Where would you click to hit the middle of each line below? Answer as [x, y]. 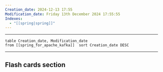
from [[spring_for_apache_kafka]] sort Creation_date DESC [67, 45]
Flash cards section [35, 64]
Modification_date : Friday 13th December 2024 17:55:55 [63, 14]
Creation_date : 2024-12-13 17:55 [39, 9]
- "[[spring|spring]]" [32, 23]
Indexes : [14, 18]
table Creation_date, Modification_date [47, 41]
